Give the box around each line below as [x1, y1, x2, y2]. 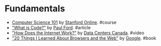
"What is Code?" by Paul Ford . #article [11, 24, 91, 30]
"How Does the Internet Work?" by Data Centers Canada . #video [11, 30, 145, 36]
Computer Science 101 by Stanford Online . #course [11, 19, 117, 25]
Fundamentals [4, 3, 65, 14]
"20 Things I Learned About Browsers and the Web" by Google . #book [11, 35, 157, 41]
